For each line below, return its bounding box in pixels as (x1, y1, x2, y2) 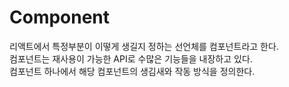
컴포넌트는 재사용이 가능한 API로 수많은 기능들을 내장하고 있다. (9, 52, 253, 65)
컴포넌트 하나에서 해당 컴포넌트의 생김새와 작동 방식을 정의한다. (9, 65, 256, 77)
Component (9, 6, 111, 29)
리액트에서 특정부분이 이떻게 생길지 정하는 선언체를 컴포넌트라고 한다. (9, 40, 279, 52)
